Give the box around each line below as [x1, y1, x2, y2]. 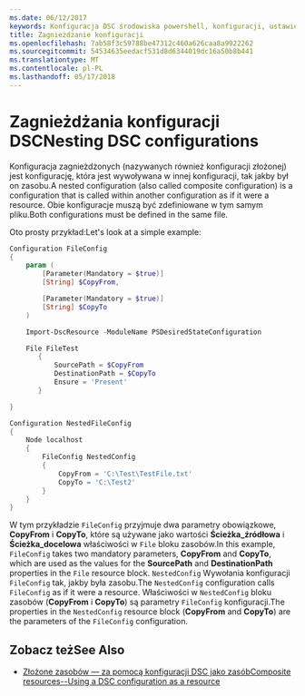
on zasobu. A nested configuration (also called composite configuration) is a [9, 180, 293, 191]
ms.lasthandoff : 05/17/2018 [9, 73, 116, 82]
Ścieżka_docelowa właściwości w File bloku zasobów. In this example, [9, 539, 276, 550]
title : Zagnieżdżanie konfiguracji [9, 30, 144, 39]
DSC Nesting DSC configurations [9, 131, 260, 151]
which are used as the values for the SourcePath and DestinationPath [9, 558, 274, 569]
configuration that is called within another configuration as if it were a [9, 190, 270, 201]
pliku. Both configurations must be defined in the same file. [9, 209, 229, 220]
